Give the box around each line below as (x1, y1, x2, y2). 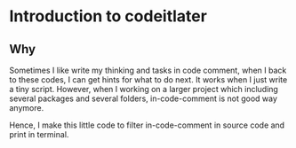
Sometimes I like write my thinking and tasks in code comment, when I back (9, 65, 287, 75)
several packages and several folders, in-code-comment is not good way (9, 93, 278, 104)
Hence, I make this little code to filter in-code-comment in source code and (9, 120, 285, 130)
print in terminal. (9, 129, 69, 139)
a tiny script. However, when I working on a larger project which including (9, 84, 278, 94)
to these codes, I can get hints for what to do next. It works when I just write (9, 74, 288, 85)
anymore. (9, 103, 44, 113)
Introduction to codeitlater (9, 6, 207, 27)
